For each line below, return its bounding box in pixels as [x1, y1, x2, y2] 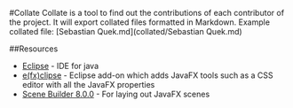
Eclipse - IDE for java [21, 61, 99, 71]
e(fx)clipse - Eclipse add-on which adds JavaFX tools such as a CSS [21, 70, 273, 81]
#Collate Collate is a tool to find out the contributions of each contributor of [9, 8, 285, 18]
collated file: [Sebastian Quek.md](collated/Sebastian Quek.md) [9, 27, 242, 36]
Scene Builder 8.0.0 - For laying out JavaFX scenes [21, 89, 210, 99]
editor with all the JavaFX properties [21, 80, 155, 89]
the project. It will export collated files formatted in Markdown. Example [9, 17, 271, 27]
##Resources [9, 43, 59, 54]
